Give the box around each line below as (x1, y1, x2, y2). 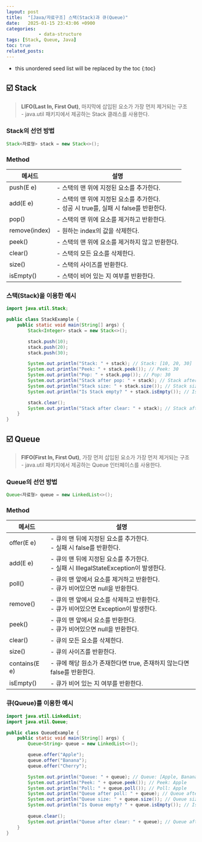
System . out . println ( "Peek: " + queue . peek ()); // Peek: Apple (28, 779, 187, 785)
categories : (6, 25, 36, 32)
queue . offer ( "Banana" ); (28, 757, 87, 764)
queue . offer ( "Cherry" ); (28, 763, 87, 769)
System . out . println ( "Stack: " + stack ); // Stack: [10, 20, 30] (28, 360, 192, 367)
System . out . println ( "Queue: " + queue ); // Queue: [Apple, (28, 774, 179, 780)
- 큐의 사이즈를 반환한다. (50, 648, 117, 656)
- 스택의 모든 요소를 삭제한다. (56, 249, 135, 258)
